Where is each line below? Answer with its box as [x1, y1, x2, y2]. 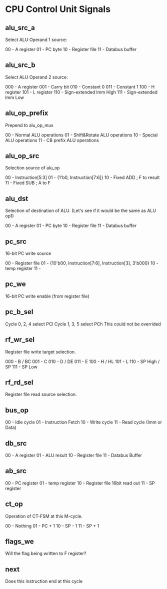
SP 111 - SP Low [5, 363, 37, 369]
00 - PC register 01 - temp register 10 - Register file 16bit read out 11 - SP [5, 480, 155, 486]
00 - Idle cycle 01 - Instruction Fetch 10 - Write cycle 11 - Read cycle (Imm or [5, 419, 162, 425]
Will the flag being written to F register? [5, 550, 86, 556]
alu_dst [5, 194, 28, 203]
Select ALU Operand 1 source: [5, 36, 67, 42]
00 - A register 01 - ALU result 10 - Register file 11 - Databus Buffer [5, 452, 142, 458]
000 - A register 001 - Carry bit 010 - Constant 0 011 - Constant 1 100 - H [5, 83, 155, 89]
